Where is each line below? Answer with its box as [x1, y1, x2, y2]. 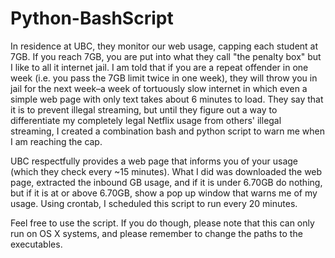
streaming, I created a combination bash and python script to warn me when [10, 125, 326, 137]
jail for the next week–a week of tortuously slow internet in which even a [10, 82, 308, 94]
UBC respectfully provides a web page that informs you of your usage [10, 155, 299, 167]
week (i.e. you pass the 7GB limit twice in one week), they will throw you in [10, 72, 318, 84]
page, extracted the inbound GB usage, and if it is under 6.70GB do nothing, [10, 176, 323, 188]
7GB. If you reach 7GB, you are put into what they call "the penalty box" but [10, 50, 322, 62]
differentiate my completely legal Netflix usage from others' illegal [10, 114, 282, 126]
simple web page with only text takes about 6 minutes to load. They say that [10, 93, 324, 105]
